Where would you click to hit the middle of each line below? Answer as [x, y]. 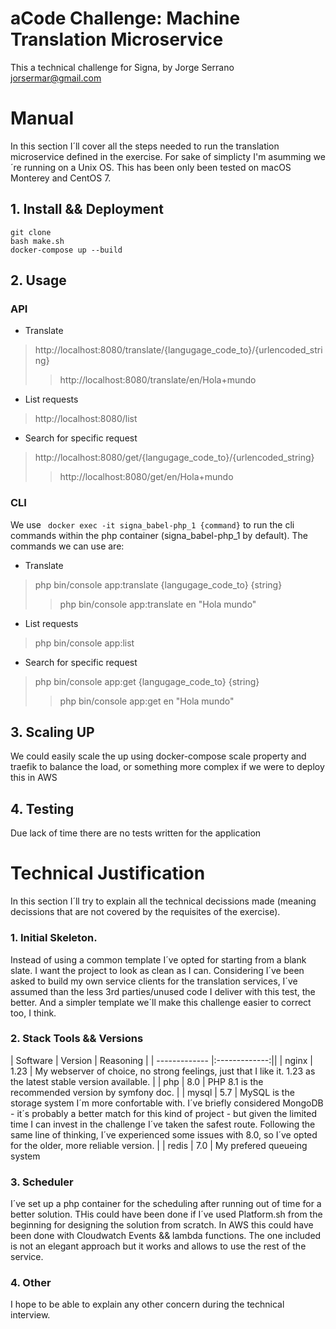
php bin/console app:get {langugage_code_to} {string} [147, 681]
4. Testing [42, 808]
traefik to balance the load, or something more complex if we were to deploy [167, 767]
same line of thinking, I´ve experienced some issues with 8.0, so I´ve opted [164, 1134]
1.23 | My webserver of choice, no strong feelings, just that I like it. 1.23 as [163, 1071]
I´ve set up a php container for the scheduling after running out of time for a [166, 1204]
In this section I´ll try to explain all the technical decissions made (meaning [163, 901]
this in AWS [34, 778]
